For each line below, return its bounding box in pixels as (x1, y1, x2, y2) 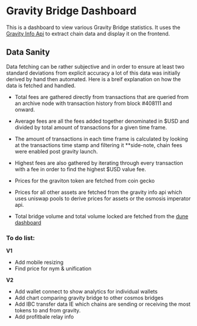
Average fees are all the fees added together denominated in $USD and (14, 117, 189, 124)
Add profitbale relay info (14, 313, 74, 321)
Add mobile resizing (14, 259, 64, 266)
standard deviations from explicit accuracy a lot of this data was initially (6, 69, 180, 76)
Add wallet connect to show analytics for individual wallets (14, 288, 158, 295)
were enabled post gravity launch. (14, 148, 98, 155)
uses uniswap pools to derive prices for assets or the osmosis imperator (14, 194, 191, 202)
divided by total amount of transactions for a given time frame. (14, 123, 167, 131)
